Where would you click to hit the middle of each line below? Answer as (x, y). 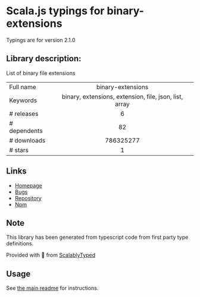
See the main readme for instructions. (52, 288)
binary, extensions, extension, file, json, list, (122, 96)
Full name (23, 87)
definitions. (20, 244)
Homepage (29, 185)
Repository (28, 198)
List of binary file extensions (41, 73)
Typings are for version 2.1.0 (41, 40)
